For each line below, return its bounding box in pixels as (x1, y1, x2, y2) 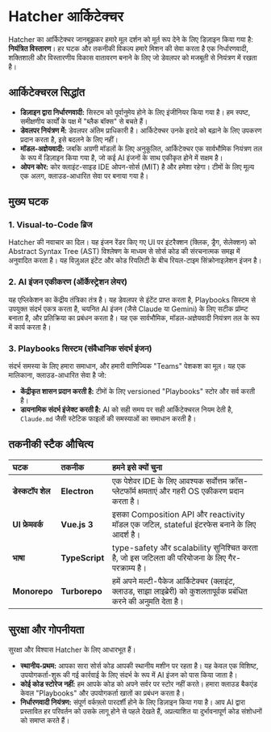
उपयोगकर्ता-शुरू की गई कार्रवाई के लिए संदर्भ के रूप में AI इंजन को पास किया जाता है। (19, 670, 238, 679)
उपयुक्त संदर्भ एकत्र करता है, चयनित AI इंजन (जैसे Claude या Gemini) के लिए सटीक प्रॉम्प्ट (8, 303, 248, 314)
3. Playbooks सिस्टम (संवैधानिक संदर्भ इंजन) (8, 343, 152, 354)
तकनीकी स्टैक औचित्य (8, 438, 94, 451)
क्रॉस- (228, 475, 248, 486)
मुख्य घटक (8, 195, 48, 209)
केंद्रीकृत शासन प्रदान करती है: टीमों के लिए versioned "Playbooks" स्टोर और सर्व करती (19, 387, 256, 396)
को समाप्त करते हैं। (19, 715, 70, 725)
